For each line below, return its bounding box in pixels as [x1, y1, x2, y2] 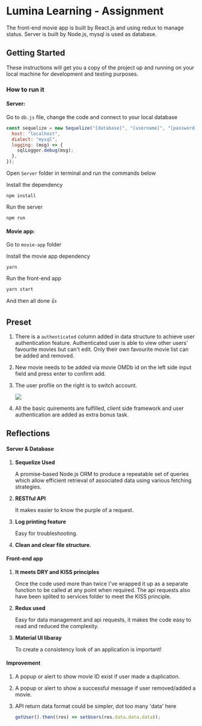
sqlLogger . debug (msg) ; [17, 147, 74, 154]
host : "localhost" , [11, 130, 61, 136]
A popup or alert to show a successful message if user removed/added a [14, 685, 196, 692]
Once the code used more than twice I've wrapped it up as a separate [14, 580, 188, 587]
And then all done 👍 [6, 297, 57, 305]
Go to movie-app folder [6, 241, 62, 248]
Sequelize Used [14, 459, 55, 466]
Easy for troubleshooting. [14, 529, 78, 537]
